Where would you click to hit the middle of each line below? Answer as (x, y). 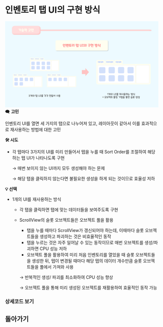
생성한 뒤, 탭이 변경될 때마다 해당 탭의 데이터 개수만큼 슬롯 (87, 261)
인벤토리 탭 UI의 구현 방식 (53, 10)
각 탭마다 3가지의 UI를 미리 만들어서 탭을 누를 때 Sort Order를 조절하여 (79, 152)
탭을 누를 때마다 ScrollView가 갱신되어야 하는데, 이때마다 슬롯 (85, 231)
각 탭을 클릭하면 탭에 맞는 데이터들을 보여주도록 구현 (69, 210)
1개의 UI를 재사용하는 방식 (37, 199)
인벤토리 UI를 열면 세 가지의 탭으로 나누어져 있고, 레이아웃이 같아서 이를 (72, 124)
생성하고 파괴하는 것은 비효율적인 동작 (75, 236)
